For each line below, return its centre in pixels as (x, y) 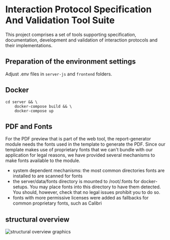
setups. (21, 187)
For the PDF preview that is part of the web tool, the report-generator (78, 139)
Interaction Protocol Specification (79, 9)
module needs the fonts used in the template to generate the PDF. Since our (85, 144)
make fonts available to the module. (43, 161)
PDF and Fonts (29, 126)
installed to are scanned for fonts (48, 176)
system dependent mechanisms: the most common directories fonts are (89, 171)
